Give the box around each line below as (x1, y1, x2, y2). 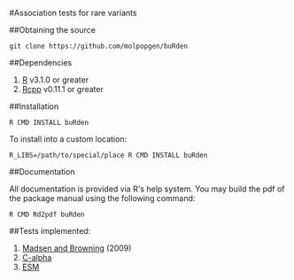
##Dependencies (9, 58, 73, 67)
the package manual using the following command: (9, 193, 196, 203)
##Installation (9, 101, 59, 112)
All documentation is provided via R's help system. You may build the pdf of (9, 183, 285, 194)
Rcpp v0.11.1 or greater (21, 84, 104, 94)
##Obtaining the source (9, 25, 96, 35)
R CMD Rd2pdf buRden (9, 210, 86, 219)
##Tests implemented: (9, 226, 91, 236)
